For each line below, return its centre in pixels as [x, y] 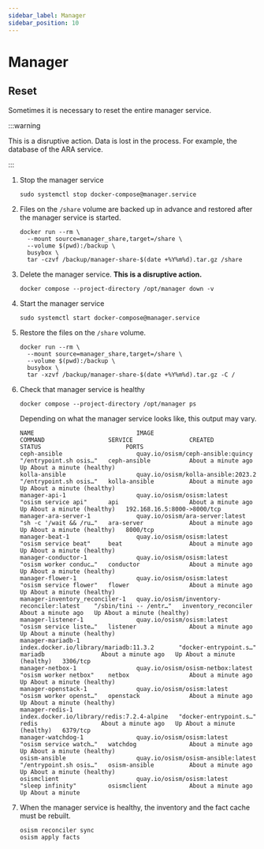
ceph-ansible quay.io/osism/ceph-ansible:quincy [136, 454]
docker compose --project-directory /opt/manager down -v [117, 289]
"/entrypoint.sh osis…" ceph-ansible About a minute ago [136, 460]
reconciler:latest [50, 606]
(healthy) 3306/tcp [55, 661]
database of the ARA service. [56, 149]
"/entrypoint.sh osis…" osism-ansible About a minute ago [136, 765]
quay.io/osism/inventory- [179, 599]
